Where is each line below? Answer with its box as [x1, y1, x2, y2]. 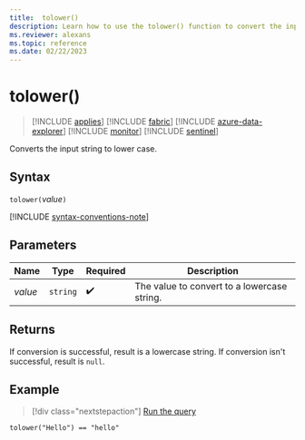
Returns [9, 322, 56, 337]
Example [9, 382, 60, 397]
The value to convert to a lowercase [134, 279, 288, 292]
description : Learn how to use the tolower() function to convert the [9, 22, 282, 31]
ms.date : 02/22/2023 [9, 47, 88, 56]
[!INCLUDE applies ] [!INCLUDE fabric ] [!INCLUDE [31, 116, 216, 127]
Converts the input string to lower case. [9, 143, 157, 154]
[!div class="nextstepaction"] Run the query [31, 406, 197, 417]
